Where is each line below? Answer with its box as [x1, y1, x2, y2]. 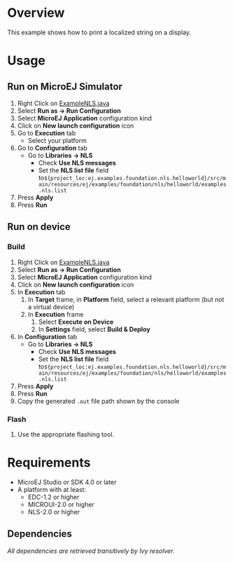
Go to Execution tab [17, 128, 76, 137]
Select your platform [27, 136, 87, 144]
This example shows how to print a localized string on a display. [7, 28, 191, 36]
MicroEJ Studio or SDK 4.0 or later [17, 478, 117, 486]
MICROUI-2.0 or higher [27, 500, 94, 509]
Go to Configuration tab [17, 144, 87, 152]
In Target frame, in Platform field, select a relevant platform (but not [27, 295, 225, 303]
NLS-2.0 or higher [27, 507, 80, 516]
